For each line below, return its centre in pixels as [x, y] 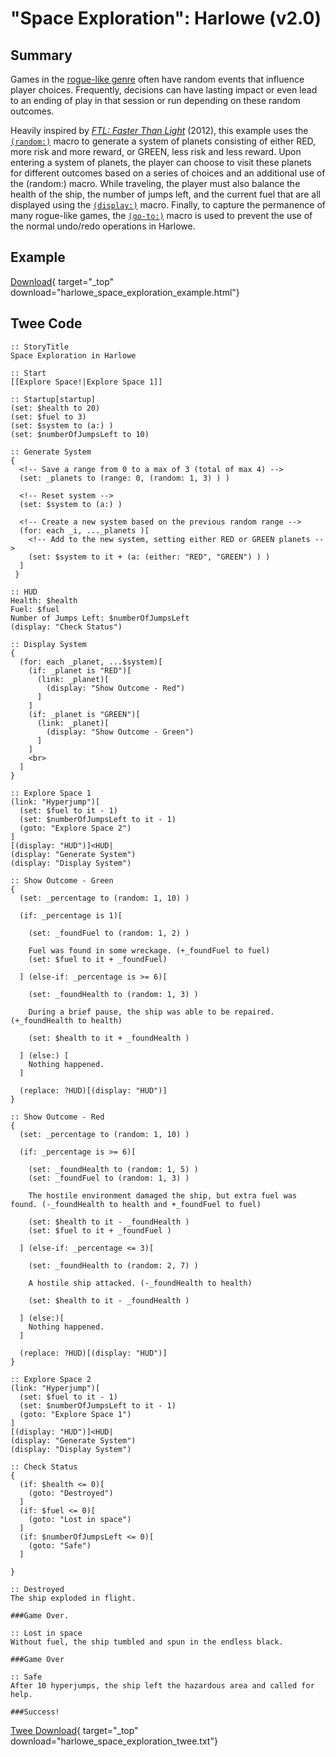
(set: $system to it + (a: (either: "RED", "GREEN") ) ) [149, 557]
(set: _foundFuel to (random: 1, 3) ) [109, 1178]
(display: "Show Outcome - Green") [120, 732]
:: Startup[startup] [53, 399]
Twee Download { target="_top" [74, 1730]
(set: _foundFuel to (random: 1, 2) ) [109, 933]
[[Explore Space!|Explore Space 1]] [86, 382]
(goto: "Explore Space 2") [75, 828]
